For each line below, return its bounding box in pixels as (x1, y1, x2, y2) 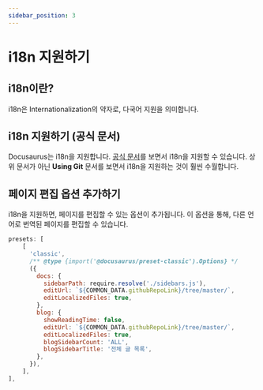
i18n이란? (8, 82, 54, 96)
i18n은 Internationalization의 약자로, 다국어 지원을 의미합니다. (8, 104, 199, 114)
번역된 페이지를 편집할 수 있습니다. (22, 219, 129, 229)
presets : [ (8, 235, 44, 243)
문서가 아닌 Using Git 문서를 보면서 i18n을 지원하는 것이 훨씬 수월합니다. (16, 162, 239, 171)
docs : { (36, 272, 62, 280)
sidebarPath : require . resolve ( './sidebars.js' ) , (43, 279, 207, 287)
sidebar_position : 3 (8, 11, 77, 20)
